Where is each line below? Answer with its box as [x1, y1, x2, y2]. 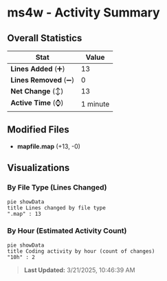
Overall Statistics [7, 32, 82, 44]
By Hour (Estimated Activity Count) [7, 226, 127, 236]
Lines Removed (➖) [10, 76, 74, 85]
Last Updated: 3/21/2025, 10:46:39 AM [23, 266, 135, 274]
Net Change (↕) [10, 87, 64, 95]
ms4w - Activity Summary [7, 5, 160, 21]
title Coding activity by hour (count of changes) [7, 247, 155, 255]
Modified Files [7, 124, 70, 135]
